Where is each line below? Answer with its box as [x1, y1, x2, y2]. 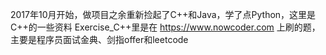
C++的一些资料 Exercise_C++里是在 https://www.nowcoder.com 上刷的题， [10, 21, 321, 33]
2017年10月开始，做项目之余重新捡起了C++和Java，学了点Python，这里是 [10, 9, 317, 20]
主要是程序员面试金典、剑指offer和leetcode [10, 34, 189, 45]
